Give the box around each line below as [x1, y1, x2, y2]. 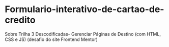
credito [5, 14, 36, 26]
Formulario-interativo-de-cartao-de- [5, 4, 164, 15]
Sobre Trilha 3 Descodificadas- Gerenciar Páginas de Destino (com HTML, [5, 31, 161, 37]
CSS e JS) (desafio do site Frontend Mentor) [5, 36, 98, 42]
